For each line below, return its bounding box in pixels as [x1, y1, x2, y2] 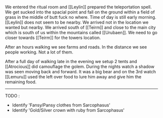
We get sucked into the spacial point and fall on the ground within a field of [5, 9, 155, 15]
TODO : [5, 93, 20, 98]
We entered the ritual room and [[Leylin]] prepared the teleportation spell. [5, 4, 152, 10]
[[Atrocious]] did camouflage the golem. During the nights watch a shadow [5, 64, 155, 69]
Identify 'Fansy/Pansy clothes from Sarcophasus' [12, 102, 111, 108]
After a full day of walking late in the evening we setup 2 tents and [5, 59, 137, 64]
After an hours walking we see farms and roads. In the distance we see [5, 44, 147, 50]
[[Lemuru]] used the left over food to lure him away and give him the [5, 74, 142, 79]
